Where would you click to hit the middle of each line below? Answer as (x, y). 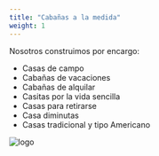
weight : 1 (28, 26)
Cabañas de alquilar (59, 87)
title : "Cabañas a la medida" (65, 17)
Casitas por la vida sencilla (71, 96)
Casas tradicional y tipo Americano (86, 124)
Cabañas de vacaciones (66, 77)
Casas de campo (53, 68)
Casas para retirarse (60, 105)
